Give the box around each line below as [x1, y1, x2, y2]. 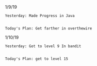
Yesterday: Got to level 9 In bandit [5, 44, 81, 49]
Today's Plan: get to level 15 [5, 56, 68, 61]
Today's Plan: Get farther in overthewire [5, 26, 92, 31]
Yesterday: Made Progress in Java [5, 13, 75, 18]
